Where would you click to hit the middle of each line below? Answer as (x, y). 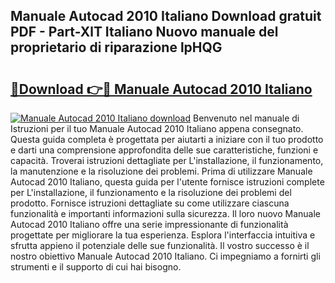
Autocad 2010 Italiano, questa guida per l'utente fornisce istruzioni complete (167, 182)
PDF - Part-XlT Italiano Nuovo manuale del (144, 32)
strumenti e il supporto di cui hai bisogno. (96, 267)
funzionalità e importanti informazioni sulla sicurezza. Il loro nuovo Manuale (165, 213)
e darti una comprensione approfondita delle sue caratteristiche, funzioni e (164, 150)
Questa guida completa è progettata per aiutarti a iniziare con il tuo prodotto (167, 139)
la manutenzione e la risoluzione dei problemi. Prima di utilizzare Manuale (161, 171)
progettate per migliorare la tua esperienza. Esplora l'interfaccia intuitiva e (163, 235)
